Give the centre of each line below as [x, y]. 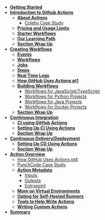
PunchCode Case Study [41, 165]
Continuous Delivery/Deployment [45, 138]
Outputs [33, 180]
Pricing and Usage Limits [43, 28]
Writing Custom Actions [42, 207]
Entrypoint [35, 186]
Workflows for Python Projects [56, 96]
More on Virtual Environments [49, 191]
